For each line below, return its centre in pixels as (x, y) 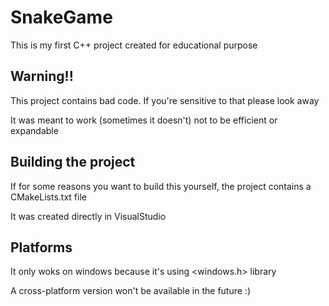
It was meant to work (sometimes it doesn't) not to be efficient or (144, 120)
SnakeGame (61, 17)
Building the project (73, 162)
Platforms (41, 247)
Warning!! (42, 76)
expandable (34, 130)
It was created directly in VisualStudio (88, 216)
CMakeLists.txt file (48, 197)
